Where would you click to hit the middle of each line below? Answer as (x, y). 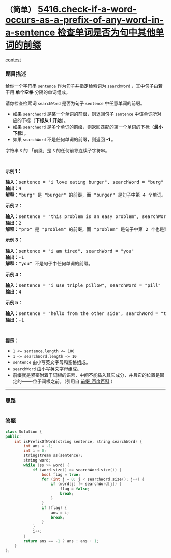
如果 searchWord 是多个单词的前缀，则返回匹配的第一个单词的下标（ (83, 127)
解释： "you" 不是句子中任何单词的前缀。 (49, 264)
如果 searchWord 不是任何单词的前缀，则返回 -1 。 (64, 140)
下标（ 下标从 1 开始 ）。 (45, 120)
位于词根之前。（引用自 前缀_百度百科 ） (74, 381)
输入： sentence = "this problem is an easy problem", (73, 217)
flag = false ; (75, 489)
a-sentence (30, 32)
